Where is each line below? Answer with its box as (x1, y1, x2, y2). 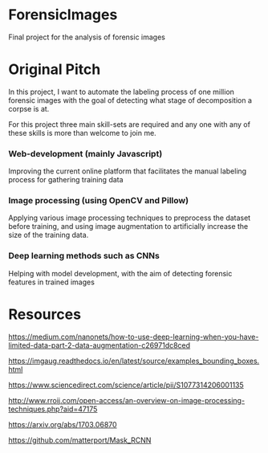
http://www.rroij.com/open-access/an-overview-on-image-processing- (8, 395, 246, 405)
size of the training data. (8, 231, 89, 240)
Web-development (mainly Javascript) (8, 148, 163, 159)
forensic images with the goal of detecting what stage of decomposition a (8, 95, 253, 105)
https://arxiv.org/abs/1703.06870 (8, 419, 118, 429)
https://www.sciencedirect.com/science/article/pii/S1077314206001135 (8, 380, 245, 390)
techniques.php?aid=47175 (8, 404, 98, 414)
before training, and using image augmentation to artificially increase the (8, 222, 249, 231)
